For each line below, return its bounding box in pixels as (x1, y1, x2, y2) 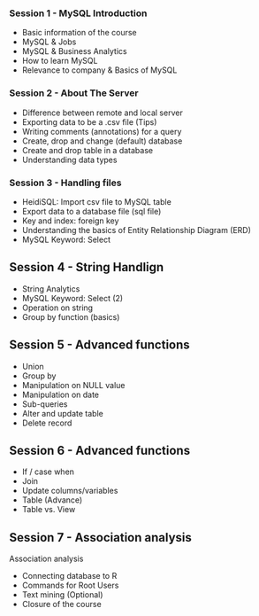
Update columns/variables (21, 486, 118, 496)
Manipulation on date (21, 389, 100, 400)
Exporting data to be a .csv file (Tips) (21, 116, 157, 127)
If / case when (21, 466, 75, 477)
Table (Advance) (21, 495, 83, 505)
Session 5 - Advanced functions (9, 338, 190, 353)
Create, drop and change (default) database (21, 136, 183, 146)
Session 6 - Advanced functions (9, 442, 191, 458)
